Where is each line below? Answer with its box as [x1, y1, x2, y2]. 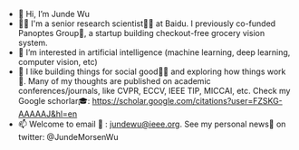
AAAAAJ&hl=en [17, 108, 78, 119]
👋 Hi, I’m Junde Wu [17, 9, 91, 19]
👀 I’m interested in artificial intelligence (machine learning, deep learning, [17, 47, 291, 58]
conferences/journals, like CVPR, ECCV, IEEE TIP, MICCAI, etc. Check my [17, 86, 291, 96]
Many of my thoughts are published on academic [27, 76, 211, 86]
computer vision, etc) [17, 57, 98, 67]
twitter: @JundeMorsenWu [17, 132, 120, 142]
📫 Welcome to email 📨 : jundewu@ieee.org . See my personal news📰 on [17, 118, 286, 129]
